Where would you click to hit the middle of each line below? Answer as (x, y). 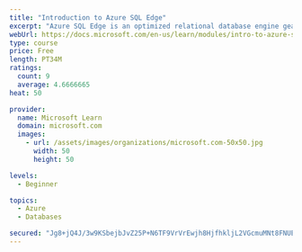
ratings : (26, 68)
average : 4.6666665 (54, 85)
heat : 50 (26, 93)
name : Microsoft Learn (60, 118)
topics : (24, 200)
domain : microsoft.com (60, 126)
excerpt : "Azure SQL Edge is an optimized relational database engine (144, 26)
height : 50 (53, 159)
